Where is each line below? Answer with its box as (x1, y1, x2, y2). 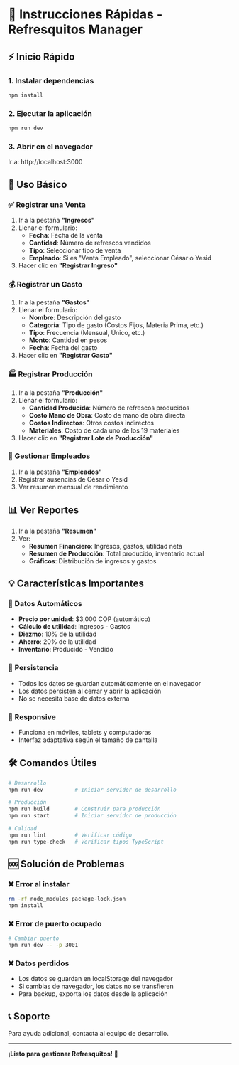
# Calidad (8, 825, 38, 832)
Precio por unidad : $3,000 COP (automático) (18, 615, 151, 623)
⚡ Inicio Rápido (8, 51, 75, 63)
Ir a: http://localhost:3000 (8, 158, 83, 166)
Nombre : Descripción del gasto (28, 313, 121, 322)
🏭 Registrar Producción (8, 369, 93, 379)
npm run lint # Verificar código (8, 832, 133, 839)
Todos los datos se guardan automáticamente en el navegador (18, 679, 201, 687)
